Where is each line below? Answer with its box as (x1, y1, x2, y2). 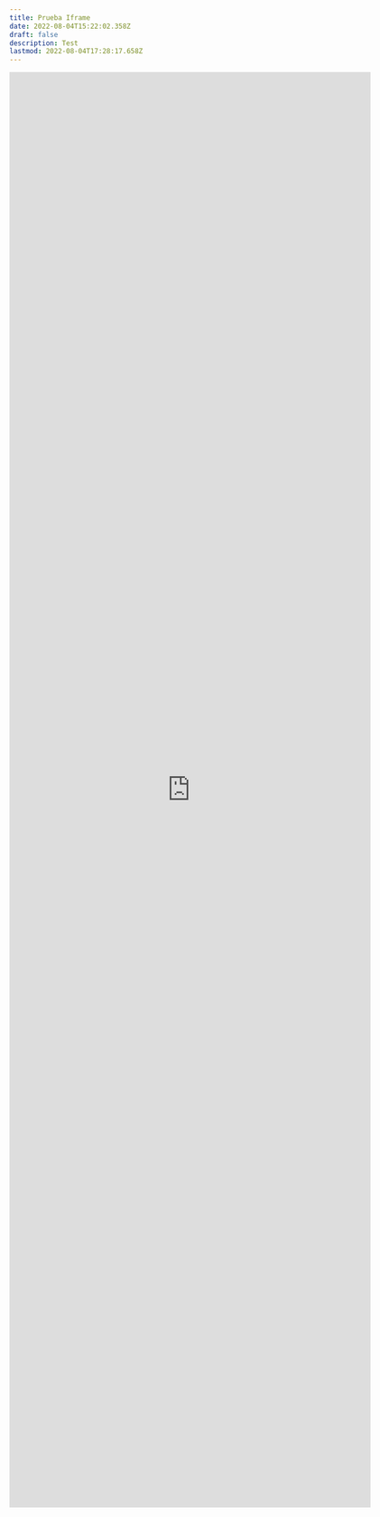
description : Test (9, 38, 79, 48)
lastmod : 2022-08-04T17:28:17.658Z (9, 47, 144, 56)
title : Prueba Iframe (9, 13, 91, 23)
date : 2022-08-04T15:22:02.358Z (9, 22, 131, 31)
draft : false (9, 30, 59, 39)
